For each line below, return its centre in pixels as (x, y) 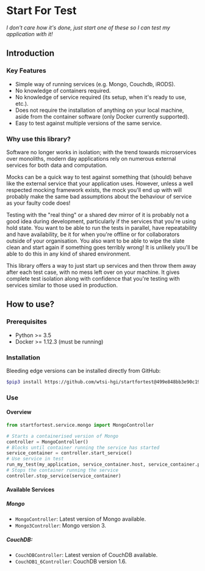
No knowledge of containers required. (63, 90)
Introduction (31, 53)
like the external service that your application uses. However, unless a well (100, 183)
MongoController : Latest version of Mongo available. (81, 519)
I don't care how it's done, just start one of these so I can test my (88, 28)
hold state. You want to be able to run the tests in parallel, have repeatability (102, 227)
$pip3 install (24, 382)
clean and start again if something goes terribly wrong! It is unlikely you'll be (102, 247)
